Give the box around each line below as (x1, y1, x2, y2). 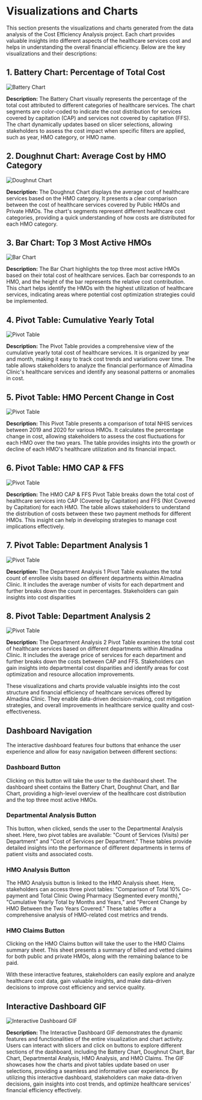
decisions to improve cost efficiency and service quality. (6, 984, 146, 991)
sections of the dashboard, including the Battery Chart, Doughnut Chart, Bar (6, 1048, 195, 1055)
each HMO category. (6, 220, 58, 227)
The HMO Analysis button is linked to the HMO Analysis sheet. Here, (6, 879, 176, 886)
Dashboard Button (6, 763, 61, 772)
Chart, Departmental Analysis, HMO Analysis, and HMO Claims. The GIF (6, 1055, 185, 1062)
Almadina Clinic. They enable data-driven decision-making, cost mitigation (6, 695, 191, 702)
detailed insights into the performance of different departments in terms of (6, 844, 191, 851)
